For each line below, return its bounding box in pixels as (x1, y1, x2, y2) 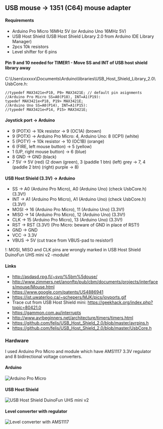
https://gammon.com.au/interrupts (12, 310, 81, 316)
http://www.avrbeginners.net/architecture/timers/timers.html (12, 315, 133, 321)
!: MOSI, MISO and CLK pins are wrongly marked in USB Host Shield (5, 247, 141, 253)
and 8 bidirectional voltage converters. (5, 353, 82, 359)
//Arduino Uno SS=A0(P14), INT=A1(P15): (5, 103, 88, 108)
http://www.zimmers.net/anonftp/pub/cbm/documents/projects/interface (12, 279, 158, 285)
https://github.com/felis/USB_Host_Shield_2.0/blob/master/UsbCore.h (12, 325, 152, 331)
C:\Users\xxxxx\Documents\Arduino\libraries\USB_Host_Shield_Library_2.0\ (5, 76, 156, 81)
